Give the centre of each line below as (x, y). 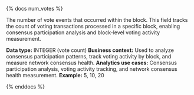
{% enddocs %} (26, 87)
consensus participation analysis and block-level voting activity (83, 32)
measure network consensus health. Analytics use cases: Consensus (91, 63)
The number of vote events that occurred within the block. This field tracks (97, 20)
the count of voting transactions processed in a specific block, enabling (93, 26)
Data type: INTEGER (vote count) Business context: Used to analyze (90, 50)
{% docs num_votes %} (34, 9)
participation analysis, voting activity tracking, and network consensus (92, 69)
